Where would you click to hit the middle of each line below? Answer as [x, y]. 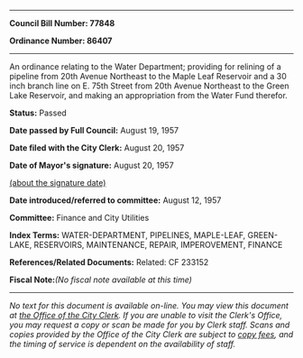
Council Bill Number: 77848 [62, 23]
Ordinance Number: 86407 [61, 41]
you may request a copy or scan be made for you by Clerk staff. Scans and [150, 325]
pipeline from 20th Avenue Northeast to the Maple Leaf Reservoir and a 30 [148, 76]
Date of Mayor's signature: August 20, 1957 [92, 165]
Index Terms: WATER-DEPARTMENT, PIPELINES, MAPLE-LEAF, [128, 235]
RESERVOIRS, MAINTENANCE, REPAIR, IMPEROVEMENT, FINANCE [158, 245]
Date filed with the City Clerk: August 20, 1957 [97, 148]
